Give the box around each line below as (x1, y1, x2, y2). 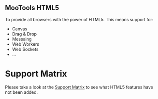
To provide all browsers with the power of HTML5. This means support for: (5, 16, 154, 22)
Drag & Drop (12, 31, 37, 37)
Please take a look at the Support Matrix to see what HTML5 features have (5, 84, 153, 90)
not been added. (5, 89, 38, 95)
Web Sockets (12, 46, 39, 52)
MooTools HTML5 (5, 4, 59, 12)
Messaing (12, 36, 32, 42)
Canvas (12, 26, 28, 32)
